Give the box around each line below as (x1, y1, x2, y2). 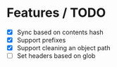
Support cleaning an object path (16, 44, 111, 52)
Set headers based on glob (16, 52, 96, 60)
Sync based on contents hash (16, 28, 104, 36)
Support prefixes (16, 36, 66, 44)
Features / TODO (6, 5, 106, 21)
